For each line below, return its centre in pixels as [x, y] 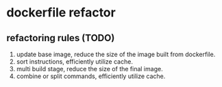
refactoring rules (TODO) [61, 38]
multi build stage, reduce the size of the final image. [89, 69]
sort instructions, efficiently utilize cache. [74, 62]
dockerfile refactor [61, 13]
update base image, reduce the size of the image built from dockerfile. [116, 54]
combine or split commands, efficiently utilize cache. [91, 76]
